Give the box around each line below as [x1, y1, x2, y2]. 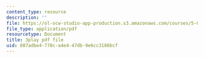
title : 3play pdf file [6, 37, 64, 43]
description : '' [6, 14, 47, 21]
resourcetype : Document [6, 31, 67, 37]
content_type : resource [6, 8, 67, 15]
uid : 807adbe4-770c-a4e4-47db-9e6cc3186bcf [6, 43, 118, 49]
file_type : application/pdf [6, 25, 78, 32]
